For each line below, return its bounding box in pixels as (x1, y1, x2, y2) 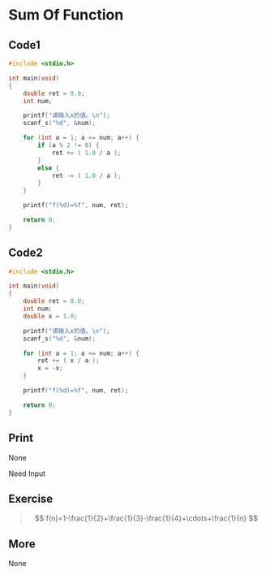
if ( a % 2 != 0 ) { (37, 141, 100, 149)
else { (37, 164, 60, 172)
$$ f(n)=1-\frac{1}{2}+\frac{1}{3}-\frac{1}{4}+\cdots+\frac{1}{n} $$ (35, 513, 258, 523)
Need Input (8, 469, 46, 478)
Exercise (8, 491, 54, 505)
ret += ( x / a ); (37, 357, 100, 365)
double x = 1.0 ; (23, 312, 79, 320)
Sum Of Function (8, 6, 124, 24)
